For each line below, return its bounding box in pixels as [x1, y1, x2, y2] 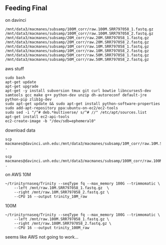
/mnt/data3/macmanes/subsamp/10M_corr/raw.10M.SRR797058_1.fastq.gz [5, 44, 149, 49]
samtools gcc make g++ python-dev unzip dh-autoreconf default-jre [5, 93, 147, 98]
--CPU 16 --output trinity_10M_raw [14, 194, 87, 199]
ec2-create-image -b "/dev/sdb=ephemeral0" [5, 118, 96, 123]
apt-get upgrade [5, 84, 39, 89]
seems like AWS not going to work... [5, 234, 79, 240]
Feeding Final [5, 4, 47, 12]
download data [5, 127, 36, 133]
